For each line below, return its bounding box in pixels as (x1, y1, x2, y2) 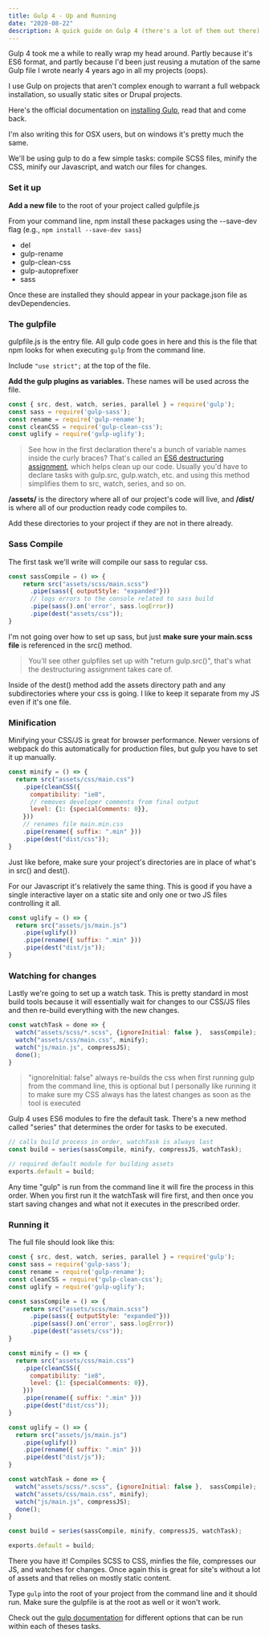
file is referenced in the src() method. (8, 640, 132, 650)
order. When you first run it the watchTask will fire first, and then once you (8, 1190, 254, 1200)
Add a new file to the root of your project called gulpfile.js (8, 200, 200, 210)
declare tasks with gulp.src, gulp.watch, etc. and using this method (27, 471, 251, 480)
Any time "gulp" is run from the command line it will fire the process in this (8, 1182, 255, 1191)
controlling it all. (8, 898, 62, 908)
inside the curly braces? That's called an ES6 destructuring (27, 453, 224, 463)
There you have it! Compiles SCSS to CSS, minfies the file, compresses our (8, 1556, 257, 1566)
